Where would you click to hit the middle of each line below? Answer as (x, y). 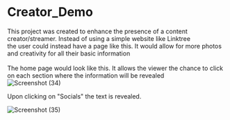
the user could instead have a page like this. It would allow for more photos (115, 46)
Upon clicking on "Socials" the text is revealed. (74, 96)
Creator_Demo (50, 12)
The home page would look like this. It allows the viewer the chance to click (115, 68)
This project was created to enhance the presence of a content (97, 31)
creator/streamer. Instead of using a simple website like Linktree (99, 38)
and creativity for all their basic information (69, 53)
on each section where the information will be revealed (86, 75)
